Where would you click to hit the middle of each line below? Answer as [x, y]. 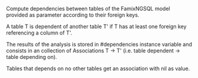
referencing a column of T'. [39, 33]
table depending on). [32, 57]
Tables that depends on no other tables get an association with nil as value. [98, 68]
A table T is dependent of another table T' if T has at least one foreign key [96, 26]
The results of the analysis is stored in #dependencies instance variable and [99, 44]
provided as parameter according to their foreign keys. [73, 15]
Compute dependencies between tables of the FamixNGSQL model [88, 9]
